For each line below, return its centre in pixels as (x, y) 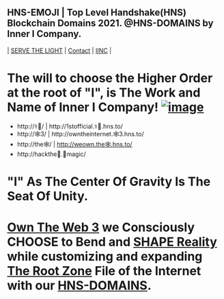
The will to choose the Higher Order (110, 78)
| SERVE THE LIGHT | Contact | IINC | (59, 50)
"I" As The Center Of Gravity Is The (109, 181)
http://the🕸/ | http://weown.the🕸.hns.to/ (74, 144)
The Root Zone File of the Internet (104, 271)
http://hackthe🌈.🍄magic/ (52, 154)
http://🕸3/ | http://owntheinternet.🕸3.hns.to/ (81, 133)
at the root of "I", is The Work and (104, 92)
